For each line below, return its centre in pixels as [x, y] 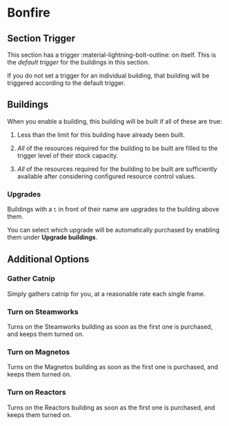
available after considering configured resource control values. [107, 176]
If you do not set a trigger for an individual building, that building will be [108, 75]
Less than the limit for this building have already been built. [101, 135]
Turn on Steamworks [43, 311]
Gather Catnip [31, 279]
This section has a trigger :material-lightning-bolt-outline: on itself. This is [112, 55]
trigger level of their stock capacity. [68, 155]
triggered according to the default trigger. [66, 83]
